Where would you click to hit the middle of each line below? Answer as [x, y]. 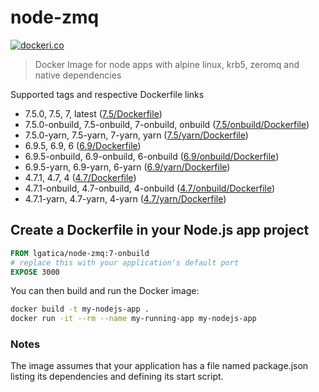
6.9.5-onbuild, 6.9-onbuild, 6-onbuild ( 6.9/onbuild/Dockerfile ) [152, 156]
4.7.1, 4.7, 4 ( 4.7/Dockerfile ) [80, 177]
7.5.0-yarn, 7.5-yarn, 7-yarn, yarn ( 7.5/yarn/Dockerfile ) [136, 135]
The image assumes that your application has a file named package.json [159, 366]
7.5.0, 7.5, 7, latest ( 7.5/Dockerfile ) [93, 113]
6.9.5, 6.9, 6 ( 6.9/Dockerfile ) [83, 145]
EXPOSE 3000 [35, 272]
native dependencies [78, 75]
